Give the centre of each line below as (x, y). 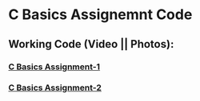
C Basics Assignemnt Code (100, 15)
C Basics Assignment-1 (54, 67)
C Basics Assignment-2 (55, 87)
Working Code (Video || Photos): (91, 44)
